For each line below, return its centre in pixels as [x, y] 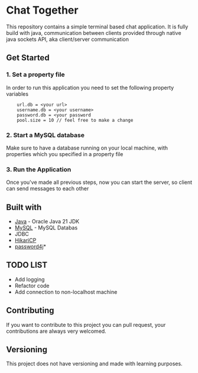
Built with [24, 207]
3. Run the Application [39, 169]
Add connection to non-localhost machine [66, 292]
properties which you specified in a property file [65, 154]
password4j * [30, 246]
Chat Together [42, 10]
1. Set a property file [35, 74]
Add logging [30, 279]
